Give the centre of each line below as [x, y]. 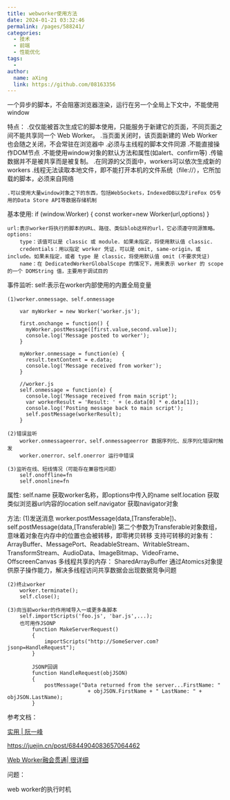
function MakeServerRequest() [75, 630]
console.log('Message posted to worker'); [87, 336]
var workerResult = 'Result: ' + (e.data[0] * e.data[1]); [112, 402]
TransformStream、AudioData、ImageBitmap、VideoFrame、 [95, 553]
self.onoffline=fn [46, 475]
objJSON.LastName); [35, 698]
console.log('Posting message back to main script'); [105, 409]
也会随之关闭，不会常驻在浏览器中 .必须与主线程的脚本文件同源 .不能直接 [111, 144]
